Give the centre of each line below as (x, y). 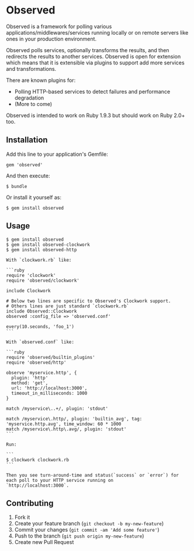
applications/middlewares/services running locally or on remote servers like (97, 32)
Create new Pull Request (44, 542)
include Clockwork (28, 290)
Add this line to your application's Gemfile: (57, 154)
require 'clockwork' (31, 275)
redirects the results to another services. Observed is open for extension (93, 56)
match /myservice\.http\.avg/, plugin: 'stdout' (66, 429)
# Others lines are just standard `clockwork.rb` (68, 306)
